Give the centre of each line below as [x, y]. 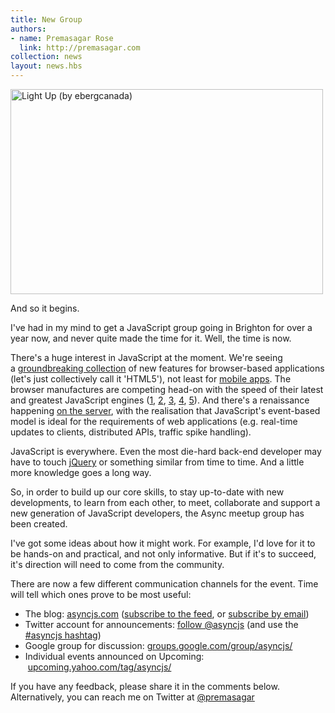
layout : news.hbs [46, 66]
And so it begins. [45, 308]
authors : [28, 29]
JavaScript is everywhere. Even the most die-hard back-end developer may [166, 451]
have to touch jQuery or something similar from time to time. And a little [157, 462]
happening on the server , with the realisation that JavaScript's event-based [165, 410]
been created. [39, 524]
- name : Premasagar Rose [62, 38]
